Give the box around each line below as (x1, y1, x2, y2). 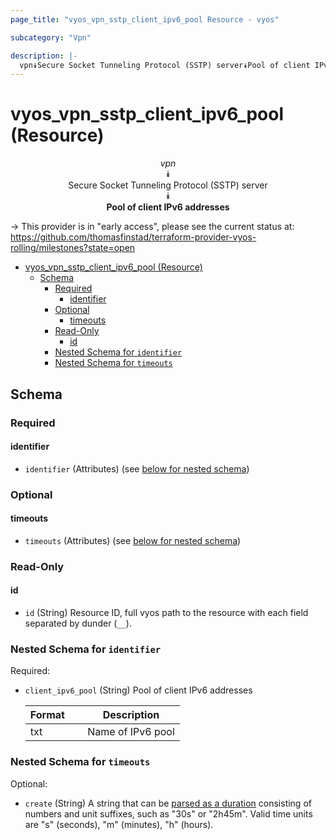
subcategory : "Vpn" (10, 32, 92, 43)
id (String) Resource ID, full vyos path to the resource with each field (24, 606, 309, 618)
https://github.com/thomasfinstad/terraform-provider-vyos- (10, 231, 257, 243)
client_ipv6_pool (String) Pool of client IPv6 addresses (24, 684, 253, 696)
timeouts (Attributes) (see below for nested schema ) (24, 534, 242, 546)
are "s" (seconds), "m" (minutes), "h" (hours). (24, 818, 214, 830)
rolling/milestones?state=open (10, 242, 136, 254)
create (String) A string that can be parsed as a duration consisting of (24, 797, 312, 809)
